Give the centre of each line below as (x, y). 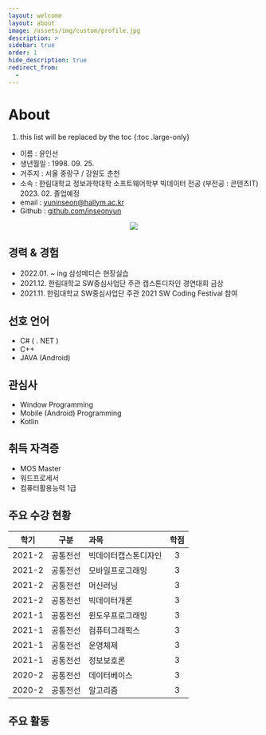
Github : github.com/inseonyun (70, 211)
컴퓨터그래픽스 (115, 630)
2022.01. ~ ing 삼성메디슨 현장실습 (74, 273)
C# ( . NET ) (39, 341)
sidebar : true (32, 46)
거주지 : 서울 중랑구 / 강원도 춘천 (70, 173)
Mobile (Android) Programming (70, 413)
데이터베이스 (111, 675)
